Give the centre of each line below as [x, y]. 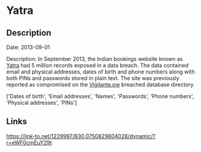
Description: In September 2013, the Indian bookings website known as [94, 59]
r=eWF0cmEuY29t [29, 142]
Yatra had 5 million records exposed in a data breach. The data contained [97, 65]
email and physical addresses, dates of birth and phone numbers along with [101, 72]
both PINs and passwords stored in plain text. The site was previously [93, 78]
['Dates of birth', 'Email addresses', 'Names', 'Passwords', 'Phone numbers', [100, 96]
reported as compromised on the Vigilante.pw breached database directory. [101, 84]
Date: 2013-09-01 [28, 47]
